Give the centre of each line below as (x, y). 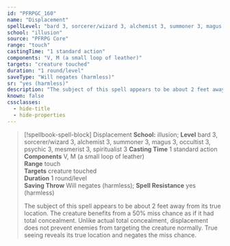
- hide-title (32, 109)
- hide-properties (40, 115)
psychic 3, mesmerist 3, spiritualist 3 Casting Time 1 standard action (120, 149)
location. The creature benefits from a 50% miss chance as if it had (119, 213)
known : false (26, 96)
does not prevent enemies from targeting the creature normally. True (120, 228)
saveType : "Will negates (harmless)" (61, 77)
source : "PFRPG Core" (38, 39)
